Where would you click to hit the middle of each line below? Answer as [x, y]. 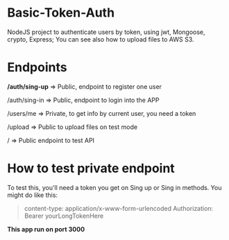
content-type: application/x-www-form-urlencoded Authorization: [119, 208]
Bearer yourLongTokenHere [64, 216]
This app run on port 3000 [46, 229]
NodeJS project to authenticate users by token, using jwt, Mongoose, [107, 32]
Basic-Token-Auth [61, 13]
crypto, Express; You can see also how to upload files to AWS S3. [101, 39]
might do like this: [32, 195]
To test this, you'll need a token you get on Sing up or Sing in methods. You [114, 187]
